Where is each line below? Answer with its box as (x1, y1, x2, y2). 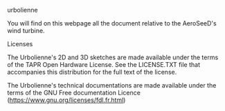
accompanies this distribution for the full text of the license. (7, 68, 177, 76)
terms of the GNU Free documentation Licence (7, 89, 141, 97)
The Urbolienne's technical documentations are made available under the (7, 81, 217, 89)
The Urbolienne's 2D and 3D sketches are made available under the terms (7, 53, 219, 61)
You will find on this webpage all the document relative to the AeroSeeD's (7, 19, 217, 27)
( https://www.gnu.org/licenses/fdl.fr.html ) (7, 96, 126, 104)
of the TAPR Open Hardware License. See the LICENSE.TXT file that (7, 61, 201, 68)
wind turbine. (7, 27, 45, 34)
